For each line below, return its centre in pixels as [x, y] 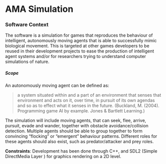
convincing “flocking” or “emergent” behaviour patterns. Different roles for [81, 136]
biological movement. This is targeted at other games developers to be [77, 46]
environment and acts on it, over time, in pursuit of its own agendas [86, 101]
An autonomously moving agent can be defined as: [57, 86]
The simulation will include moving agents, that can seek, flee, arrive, [76, 120]
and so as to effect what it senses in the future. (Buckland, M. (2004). [88, 106]
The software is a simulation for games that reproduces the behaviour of [79, 35]
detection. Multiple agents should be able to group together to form [74, 131]
